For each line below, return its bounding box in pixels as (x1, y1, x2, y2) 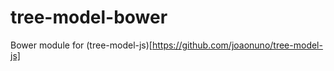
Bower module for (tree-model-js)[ (10, 39, 153, 51)
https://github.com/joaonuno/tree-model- (151, 39, 323, 51)
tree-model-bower (10, 6, 168, 29)
